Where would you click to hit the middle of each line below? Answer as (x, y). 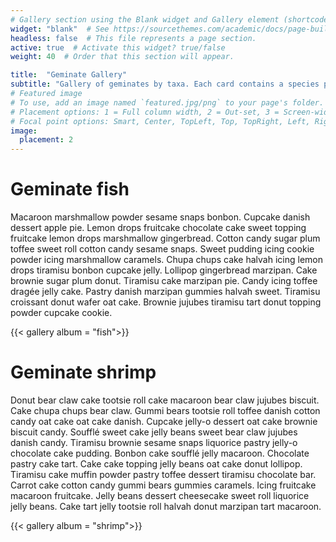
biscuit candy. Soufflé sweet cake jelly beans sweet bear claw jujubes (154, 432)
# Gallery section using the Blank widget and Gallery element (145, 19)
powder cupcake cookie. (61, 313)
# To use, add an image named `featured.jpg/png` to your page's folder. (167, 102)
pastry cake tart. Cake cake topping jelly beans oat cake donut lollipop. (156, 464)
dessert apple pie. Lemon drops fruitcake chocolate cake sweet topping (158, 228)
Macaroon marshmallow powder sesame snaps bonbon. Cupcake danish (160, 217)
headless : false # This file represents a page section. (133, 38)
